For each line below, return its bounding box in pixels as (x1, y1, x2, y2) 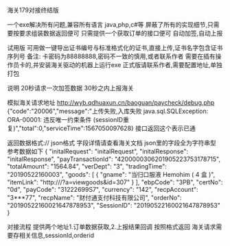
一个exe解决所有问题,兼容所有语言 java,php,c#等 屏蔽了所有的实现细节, (7, 21, 208, 29)
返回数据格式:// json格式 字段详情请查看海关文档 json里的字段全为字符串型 (7, 139, 216, 147)
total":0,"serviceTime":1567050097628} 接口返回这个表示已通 (21, 124, 196, 132)
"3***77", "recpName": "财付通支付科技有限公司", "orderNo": (7, 194, 182, 201)
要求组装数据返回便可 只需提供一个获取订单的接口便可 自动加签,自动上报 (19, 29, 223, 37)
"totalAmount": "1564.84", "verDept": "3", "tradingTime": (7, 162, 167, 170)
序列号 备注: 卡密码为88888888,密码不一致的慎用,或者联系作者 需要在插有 (7, 52, 216, 60)
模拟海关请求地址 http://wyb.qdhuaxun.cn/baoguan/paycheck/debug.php (7, 99, 215, 106)
